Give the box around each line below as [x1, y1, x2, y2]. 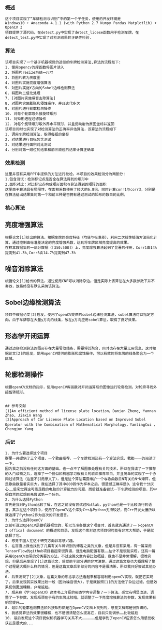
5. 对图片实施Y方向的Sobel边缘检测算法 [5, 85, 75, 90]
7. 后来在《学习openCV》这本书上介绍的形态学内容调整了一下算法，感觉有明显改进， [5, 590, 151, 595]
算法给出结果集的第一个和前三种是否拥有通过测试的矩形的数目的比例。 [8, 192, 128, 197]
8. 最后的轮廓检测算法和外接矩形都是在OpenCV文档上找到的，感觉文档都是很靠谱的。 [5, 605, 151, 611]
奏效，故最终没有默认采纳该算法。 [5, 284, 63, 289]
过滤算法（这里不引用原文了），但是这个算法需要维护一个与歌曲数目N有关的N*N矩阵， [8, 477, 152, 482]
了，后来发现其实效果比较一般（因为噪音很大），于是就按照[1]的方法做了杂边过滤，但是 [5, 580, 154, 585]
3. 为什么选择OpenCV [5, 518, 43, 523]
